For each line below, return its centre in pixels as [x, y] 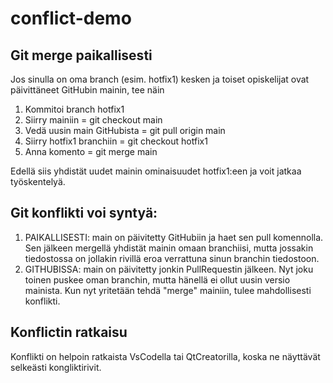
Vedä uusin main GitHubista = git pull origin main [125, 130]
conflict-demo [71, 18]
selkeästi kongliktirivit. [56, 367]
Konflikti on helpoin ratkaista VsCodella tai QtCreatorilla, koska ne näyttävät [165, 356]
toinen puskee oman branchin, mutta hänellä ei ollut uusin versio [157, 279]
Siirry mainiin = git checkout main [93, 120]
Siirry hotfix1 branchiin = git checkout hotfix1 [116, 141]
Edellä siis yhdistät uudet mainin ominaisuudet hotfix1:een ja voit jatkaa [156, 171]
